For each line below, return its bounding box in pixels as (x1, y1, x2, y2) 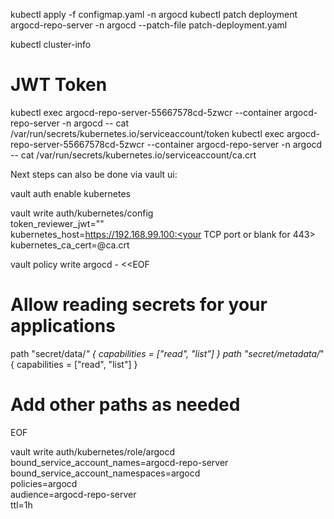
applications (10, 315, 116, 338)
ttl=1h (10, 499, 33, 511)
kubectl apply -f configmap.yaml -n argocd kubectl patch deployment (10, 9, 298, 20)
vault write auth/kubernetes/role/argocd (10, 445, 176, 458)
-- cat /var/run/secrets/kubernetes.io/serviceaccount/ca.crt (10, 149, 257, 161)
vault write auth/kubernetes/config (10, 207, 154, 219)
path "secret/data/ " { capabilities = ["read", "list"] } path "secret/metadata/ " (10, 347, 325, 359)
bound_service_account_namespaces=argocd (10, 467, 201, 479)
